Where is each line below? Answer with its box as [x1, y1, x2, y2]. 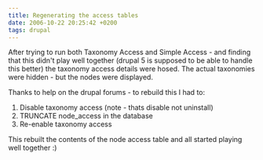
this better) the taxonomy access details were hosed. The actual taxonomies [8, 64, 255, 74]
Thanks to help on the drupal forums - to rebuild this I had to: [8, 88, 206, 97]
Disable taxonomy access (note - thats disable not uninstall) [19, 103, 214, 112]
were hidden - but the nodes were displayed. [8, 72, 153, 82]
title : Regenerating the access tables [8, 11, 139, 20]
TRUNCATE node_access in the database [19, 111, 153, 121]
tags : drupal [8, 26, 51, 34]
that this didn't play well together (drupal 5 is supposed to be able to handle [8, 56, 253, 65]
